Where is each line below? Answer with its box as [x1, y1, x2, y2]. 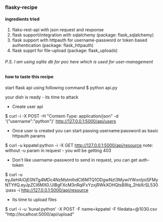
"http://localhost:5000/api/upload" [5, 211, 74, 217]
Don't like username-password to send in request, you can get [12, 157, 138, 162]
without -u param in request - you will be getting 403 [5, 147, 111, 153]
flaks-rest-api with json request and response [12, 27, 104, 33]
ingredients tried [5, 16, 40, 22]
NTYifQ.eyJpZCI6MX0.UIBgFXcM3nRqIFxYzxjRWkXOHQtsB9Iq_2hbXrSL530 [5, 182, 158, 188]
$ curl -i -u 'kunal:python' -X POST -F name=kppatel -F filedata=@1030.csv [5, 206, 157, 212]
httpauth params [12, 133, 46, 139]
